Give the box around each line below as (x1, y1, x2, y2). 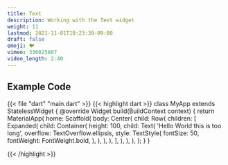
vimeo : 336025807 (7, 49, 58, 56)
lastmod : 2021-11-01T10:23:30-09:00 (7, 29, 113, 37)
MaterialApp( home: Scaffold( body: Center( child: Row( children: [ (7, 114, 197, 122)
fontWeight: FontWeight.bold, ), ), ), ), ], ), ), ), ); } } (7, 136, 150, 144)
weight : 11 (7, 23, 39, 30)
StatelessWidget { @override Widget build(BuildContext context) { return (7, 107, 215, 115)
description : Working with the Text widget (7, 17, 135, 24)
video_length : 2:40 (7, 55, 64, 62)
